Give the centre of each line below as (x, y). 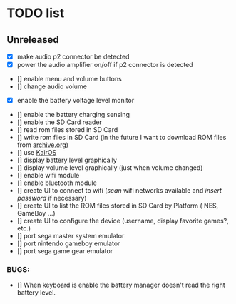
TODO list (36, 13)
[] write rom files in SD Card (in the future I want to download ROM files (122, 138)
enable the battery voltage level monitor (76, 101)
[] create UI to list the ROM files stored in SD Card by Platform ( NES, (118, 206)
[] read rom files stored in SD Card (67, 130)
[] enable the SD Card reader (60, 122)
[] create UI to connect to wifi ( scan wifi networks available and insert (119, 191)
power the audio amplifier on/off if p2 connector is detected (105, 65)
